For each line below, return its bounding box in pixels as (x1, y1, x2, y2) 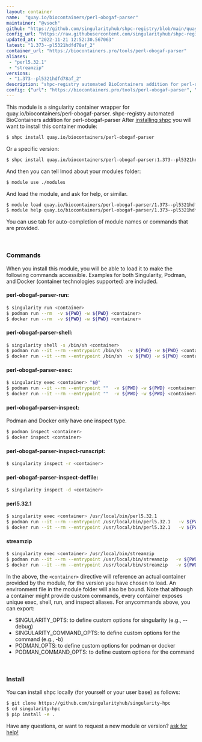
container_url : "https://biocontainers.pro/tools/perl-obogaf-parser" (6, 48, 187, 54)
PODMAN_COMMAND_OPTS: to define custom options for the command (14, 648, 195, 655)
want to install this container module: (6, 123, 98, 130)
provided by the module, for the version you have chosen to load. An (6, 579, 176, 586)
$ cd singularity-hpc (6, 705, 61, 712)
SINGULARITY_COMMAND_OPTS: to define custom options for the (14, 629, 180, 636)
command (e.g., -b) (14, 635, 64, 643)
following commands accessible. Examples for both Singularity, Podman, (6, 271, 186, 278)
